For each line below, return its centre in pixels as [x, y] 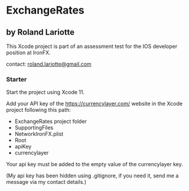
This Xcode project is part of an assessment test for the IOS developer [92, 46]
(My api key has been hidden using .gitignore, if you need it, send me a [92, 176]
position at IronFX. [29, 53]
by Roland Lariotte [40, 32]
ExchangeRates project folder [51, 121]
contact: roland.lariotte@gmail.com [49, 64]
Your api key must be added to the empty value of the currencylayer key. [94, 164]
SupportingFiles [34, 128]
